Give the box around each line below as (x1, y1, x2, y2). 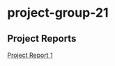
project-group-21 (7, 5, 109, 21)
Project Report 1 (7, 51, 54, 59)
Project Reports (7, 33, 77, 44)
